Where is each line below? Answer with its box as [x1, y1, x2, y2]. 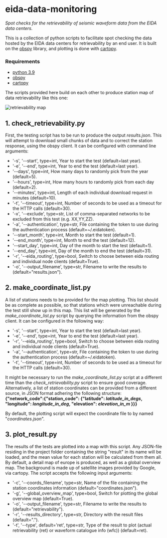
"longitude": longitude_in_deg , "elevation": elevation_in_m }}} [5, 400, 138, 407]
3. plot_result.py [5, 430, 57, 439]
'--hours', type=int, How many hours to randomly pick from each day [12, 179, 155, 185]
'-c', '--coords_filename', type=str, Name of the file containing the [12, 480, 148, 486]
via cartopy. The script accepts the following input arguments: [5, 470, 133, 476]
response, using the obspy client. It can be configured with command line [5, 143, 156, 149]
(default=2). [12, 184, 37, 190]
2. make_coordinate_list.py [5, 283, 91, 292]
